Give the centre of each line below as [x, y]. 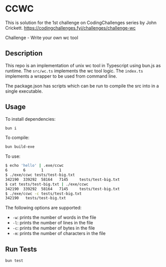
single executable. [24, 91]
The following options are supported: [43, 208]
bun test [14, 261]
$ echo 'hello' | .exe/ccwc [35, 166]
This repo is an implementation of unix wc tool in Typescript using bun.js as [83, 65]
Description [24, 53]
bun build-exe [20, 147]
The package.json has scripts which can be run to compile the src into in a [82, 86]
